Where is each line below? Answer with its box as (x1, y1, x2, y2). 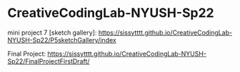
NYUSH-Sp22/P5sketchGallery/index (7, 35, 116, 44)
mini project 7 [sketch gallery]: (7, 28, 97, 37)
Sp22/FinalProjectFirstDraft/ (7, 56, 90, 65)
